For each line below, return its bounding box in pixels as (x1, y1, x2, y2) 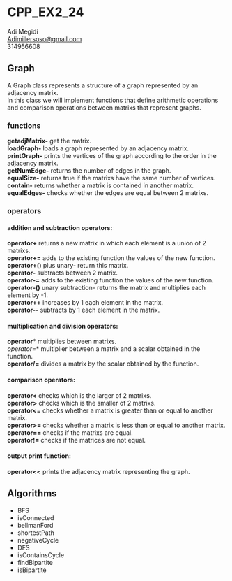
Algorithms (7, 487, 57, 500)
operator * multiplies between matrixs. (7, 337, 117, 346)
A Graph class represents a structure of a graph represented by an (7, 81, 199, 89)
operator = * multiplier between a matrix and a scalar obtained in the (7, 345, 201, 353)
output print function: (7, 452, 72, 460)
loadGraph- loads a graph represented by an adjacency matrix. (7, 144, 190, 152)
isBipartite (17, 566, 47, 574)
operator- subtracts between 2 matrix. (7, 268, 118, 277)
